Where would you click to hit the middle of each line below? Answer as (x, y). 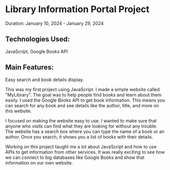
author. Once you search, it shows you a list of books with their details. (79, 137)
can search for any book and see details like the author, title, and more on (82, 105)
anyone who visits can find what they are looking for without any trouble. (81, 126)
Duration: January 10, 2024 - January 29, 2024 (55, 23)
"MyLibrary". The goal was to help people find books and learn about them (83, 95)
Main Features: (30, 68)
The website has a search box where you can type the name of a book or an (85, 131)
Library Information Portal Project (77, 9)
